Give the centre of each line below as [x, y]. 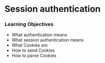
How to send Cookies [33, 50]
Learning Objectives [29, 24]
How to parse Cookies [34, 56]
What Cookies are [30, 45]
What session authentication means [48, 40]
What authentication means [39, 35]
